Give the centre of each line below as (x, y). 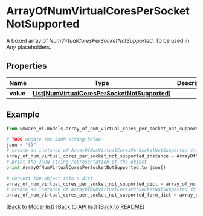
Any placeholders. (29, 47)
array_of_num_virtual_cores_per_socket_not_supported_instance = (90, 156)
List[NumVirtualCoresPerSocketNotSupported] (101, 93)
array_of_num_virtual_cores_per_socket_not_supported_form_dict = (92, 195)
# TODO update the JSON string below (54, 139)
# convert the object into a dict (50, 178)
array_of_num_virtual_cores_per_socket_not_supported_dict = (85, 184)
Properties (27, 66)
